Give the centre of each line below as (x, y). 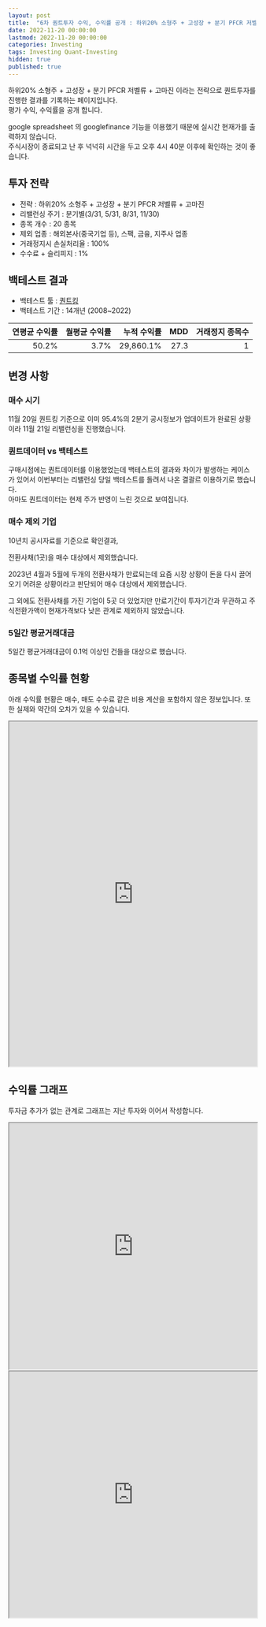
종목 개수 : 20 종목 (48, 223)
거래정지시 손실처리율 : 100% (65, 243)
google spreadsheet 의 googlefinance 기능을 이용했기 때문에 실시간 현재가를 (128, 126)
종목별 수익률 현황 (49, 679)
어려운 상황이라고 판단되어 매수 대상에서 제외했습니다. (105, 583)
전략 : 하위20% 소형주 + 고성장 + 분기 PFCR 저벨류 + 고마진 (112, 204)
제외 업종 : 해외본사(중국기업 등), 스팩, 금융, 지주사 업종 (104, 233)
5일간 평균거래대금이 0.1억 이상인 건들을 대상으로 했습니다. (98, 651)
